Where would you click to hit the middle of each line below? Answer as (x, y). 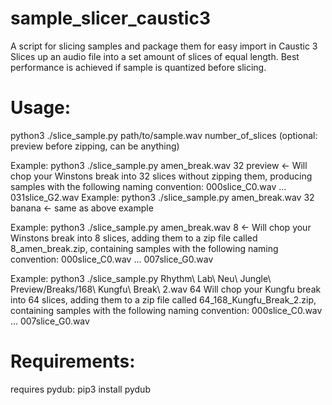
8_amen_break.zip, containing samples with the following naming (144, 248)
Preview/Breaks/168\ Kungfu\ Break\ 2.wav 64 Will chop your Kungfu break (166, 289)
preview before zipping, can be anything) (95, 146)
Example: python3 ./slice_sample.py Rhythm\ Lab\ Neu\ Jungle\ (141, 278)
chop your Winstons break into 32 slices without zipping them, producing (161, 176)
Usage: (41, 108)
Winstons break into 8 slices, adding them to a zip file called (134, 238)
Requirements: (73, 361)
